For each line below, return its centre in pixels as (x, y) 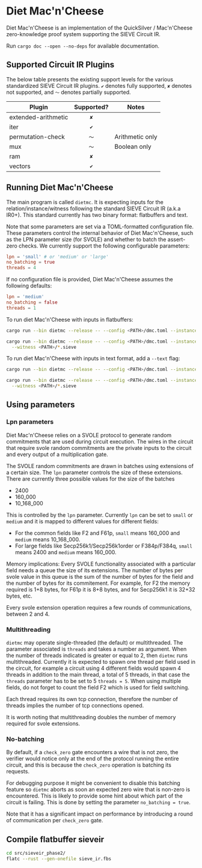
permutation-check (37, 137)
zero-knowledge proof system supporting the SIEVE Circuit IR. (84, 34)
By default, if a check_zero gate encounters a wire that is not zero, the (92, 752)
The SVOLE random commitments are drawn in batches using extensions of (100, 466)
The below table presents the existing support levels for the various (90, 79)
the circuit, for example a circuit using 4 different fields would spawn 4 (94, 668)
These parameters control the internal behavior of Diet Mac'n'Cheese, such (100, 233)
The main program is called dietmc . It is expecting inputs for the (85, 202)
